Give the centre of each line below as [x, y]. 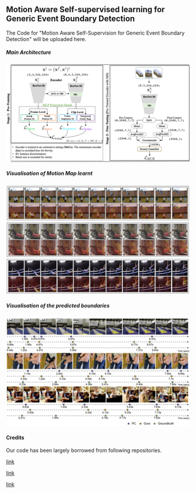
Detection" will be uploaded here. [46, 39]
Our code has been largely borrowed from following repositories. [84, 450]
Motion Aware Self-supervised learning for [85, 10]
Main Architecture [29, 53]
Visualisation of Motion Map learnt [49, 173]
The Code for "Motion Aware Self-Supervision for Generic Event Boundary [95, 33]
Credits [15, 437]
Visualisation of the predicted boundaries [58, 306]
